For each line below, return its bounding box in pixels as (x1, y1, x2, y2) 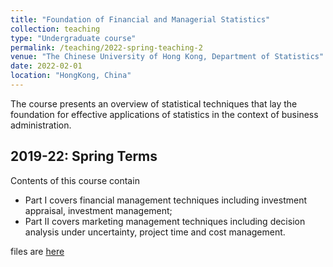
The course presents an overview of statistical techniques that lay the (10, 97, 298, 110)
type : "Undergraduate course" (10, 33, 137, 43)
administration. (10, 119, 72, 131)
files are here (10, 245, 65, 257)
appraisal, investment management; (24, 204, 173, 216)
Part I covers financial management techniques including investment (24, 194, 307, 206)
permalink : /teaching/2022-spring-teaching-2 (10, 42, 203, 53)
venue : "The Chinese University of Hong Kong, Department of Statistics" (10, 52, 325, 62)
